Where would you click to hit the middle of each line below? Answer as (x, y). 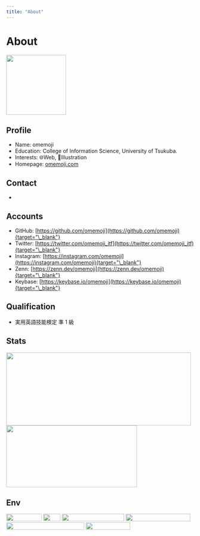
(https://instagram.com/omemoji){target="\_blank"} (78, 262)
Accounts (25, 216)
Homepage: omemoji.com (47, 164)
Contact (21, 183)
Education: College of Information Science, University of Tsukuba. (96, 151)
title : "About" (25, 12)
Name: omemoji (34, 145)
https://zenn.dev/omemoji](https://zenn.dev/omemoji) (98, 269)
